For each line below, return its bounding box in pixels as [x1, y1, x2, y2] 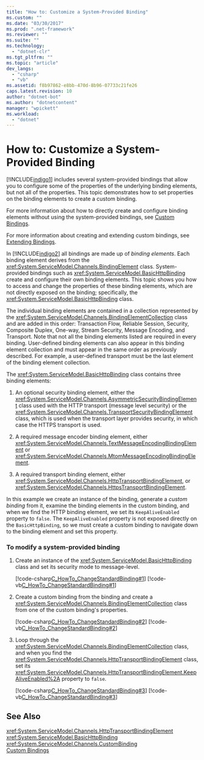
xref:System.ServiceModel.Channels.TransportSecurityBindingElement [15, 409, 193, 416]
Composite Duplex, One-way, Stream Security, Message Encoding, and [6, 326, 185, 334]
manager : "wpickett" [6, 105, 59, 111]
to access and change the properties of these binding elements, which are [6, 283, 193, 290]
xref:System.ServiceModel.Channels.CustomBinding [6, 741, 138, 748]
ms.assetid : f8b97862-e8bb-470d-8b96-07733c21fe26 [6, 83, 138, 89]
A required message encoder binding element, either [15, 433, 148, 440]
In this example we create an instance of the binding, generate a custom [6, 496, 188, 503]
